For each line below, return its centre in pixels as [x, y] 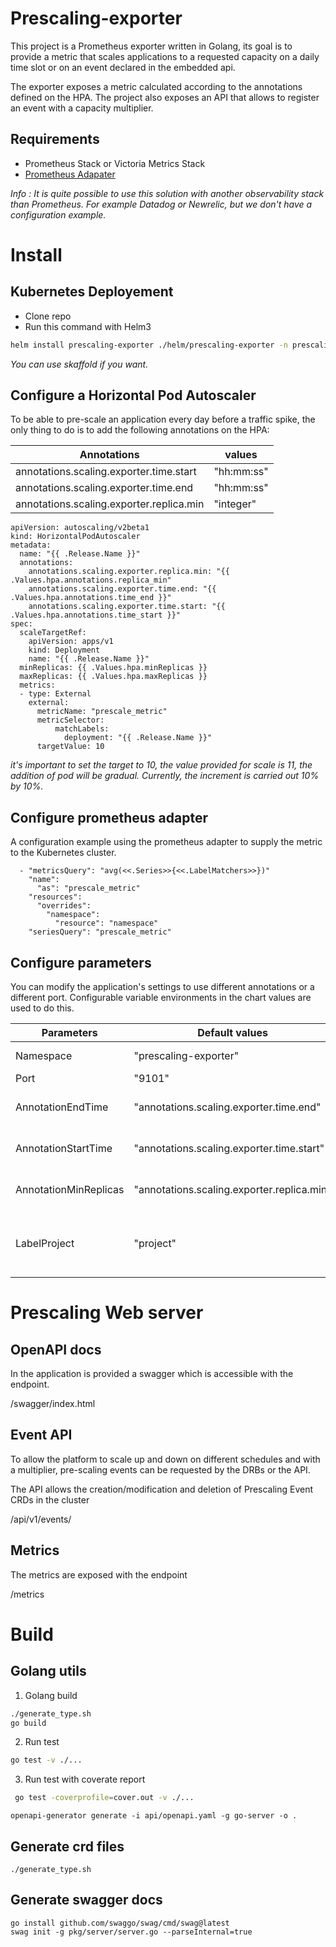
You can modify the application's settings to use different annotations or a [162, 987]
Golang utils [48, 1671]
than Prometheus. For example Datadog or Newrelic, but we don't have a [161, 204]
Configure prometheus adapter [109, 817]
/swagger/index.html [53, 1404]
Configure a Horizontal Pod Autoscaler [133, 395]
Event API [41, 1435]
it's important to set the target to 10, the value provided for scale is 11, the [161, 765]
